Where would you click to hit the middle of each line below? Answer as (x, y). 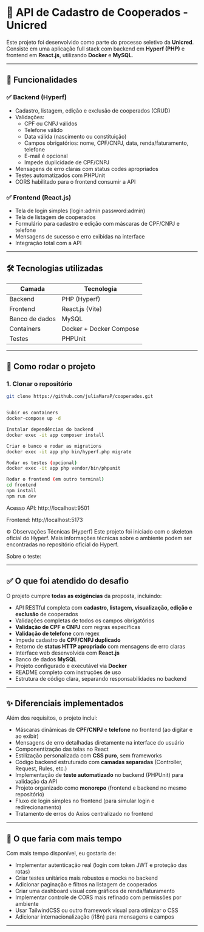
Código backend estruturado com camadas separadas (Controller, (99, 762)
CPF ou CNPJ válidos (51, 123)
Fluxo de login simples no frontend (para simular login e (85, 801)
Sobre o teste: (24, 556)
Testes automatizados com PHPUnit (60, 175)
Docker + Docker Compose (100, 329)
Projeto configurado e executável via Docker (71, 666)
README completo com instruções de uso (68, 672)
